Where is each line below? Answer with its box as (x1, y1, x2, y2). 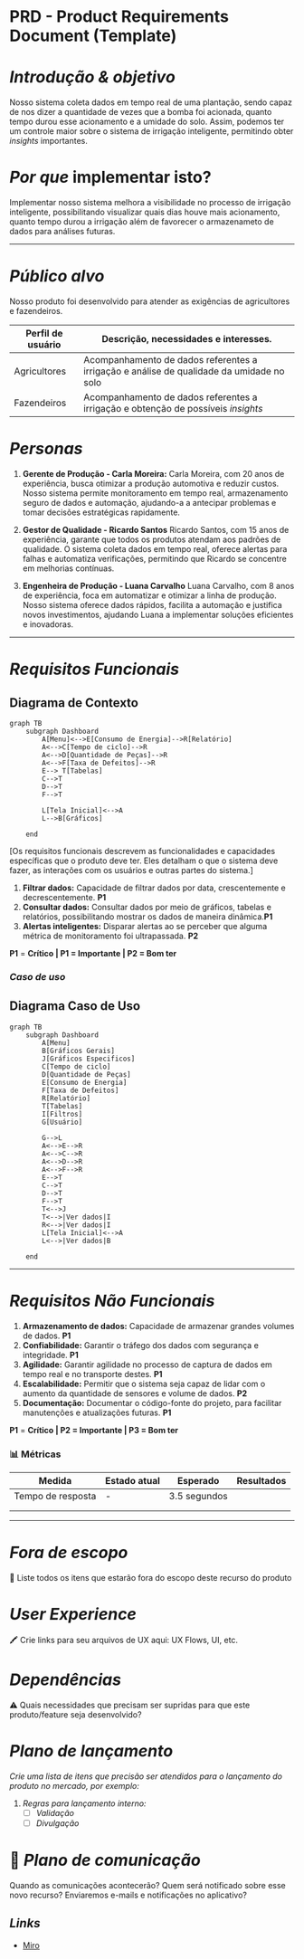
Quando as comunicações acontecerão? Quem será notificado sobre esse (9, 1879, 287, 1890)
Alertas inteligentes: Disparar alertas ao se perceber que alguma (22, 920, 268, 931)
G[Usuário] (42, 1117, 83, 1127)
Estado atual (105, 1474, 161, 1487)
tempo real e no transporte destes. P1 (22, 1368, 163, 1379)
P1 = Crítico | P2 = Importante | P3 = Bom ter (9, 1424, 179, 1435)
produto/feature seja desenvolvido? (9, 1708, 142, 1720)
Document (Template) (9, 25, 177, 46)
